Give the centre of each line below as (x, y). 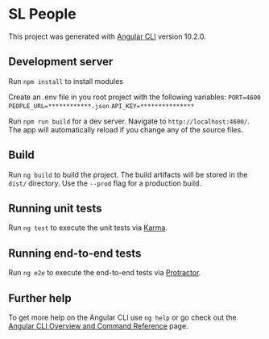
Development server (61, 62)
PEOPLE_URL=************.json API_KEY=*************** (101, 106)
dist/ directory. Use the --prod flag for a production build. (105, 183)
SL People (42, 14)
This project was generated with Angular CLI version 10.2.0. (108, 36)
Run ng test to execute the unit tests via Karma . (88, 228)
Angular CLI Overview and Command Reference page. (98, 326)
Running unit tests (55, 208)
